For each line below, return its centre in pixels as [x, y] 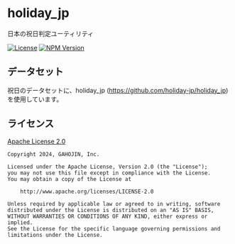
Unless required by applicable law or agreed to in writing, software [114, 204]
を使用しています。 [35, 99]
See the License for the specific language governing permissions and [114, 228]
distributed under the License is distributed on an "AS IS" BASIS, [111, 210]
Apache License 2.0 [37, 141]
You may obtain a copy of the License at [70, 179]
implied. [20, 222]
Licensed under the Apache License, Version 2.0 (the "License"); [108, 167]
